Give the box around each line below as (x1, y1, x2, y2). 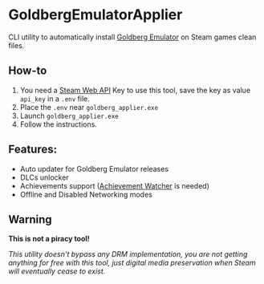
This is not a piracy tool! (8, 234, 90, 244)
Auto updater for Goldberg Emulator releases (19, 164, 169, 173)
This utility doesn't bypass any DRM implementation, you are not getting (8, 250, 248, 259)
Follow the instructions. (19, 119, 98, 129)
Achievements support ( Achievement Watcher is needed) (19, 181, 210, 190)
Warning (8, 213, 52, 226)
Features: (8, 143, 58, 156)
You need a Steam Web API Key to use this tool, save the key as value (19, 85, 251, 95)
